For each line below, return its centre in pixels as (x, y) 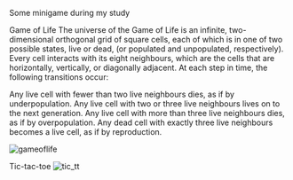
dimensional (32, 39)
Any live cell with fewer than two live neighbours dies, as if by (122, 94)
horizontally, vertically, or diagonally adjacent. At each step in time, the (139, 67)
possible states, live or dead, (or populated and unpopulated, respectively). (146, 49)
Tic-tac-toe (30, 166)
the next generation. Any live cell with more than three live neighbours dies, (147, 113)
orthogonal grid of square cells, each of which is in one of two (169, 39)
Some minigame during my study (70, 13)
